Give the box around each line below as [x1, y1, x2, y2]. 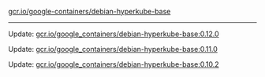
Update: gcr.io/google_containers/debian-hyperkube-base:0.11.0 [8, 45, 218, 53]
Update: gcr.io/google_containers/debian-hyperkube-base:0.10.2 [8, 60, 219, 69]
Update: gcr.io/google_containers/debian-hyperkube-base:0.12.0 [8, 29, 219, 38]
